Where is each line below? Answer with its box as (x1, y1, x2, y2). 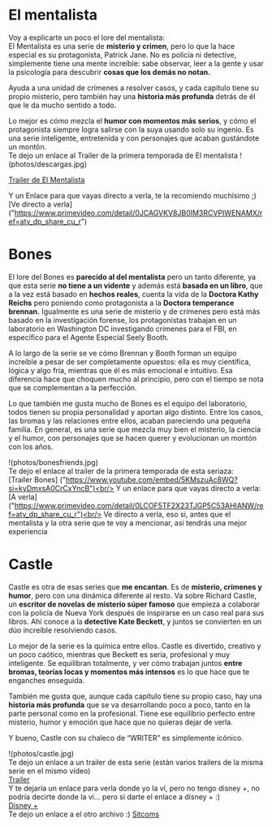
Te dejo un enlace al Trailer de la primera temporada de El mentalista (8, 150, 238, 160)
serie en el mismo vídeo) (8, 766, 91, 776)
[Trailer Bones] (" (8, 474, 67, 485)
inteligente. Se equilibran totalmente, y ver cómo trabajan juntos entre (8, 658, 243, 668)
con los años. (8, 442, 54, 451)
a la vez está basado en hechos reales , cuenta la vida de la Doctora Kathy (8, 289, 259, 298)
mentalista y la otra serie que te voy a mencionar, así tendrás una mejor (8, 518, 248, 528)
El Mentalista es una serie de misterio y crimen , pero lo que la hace (8, 41, 235, 50)
